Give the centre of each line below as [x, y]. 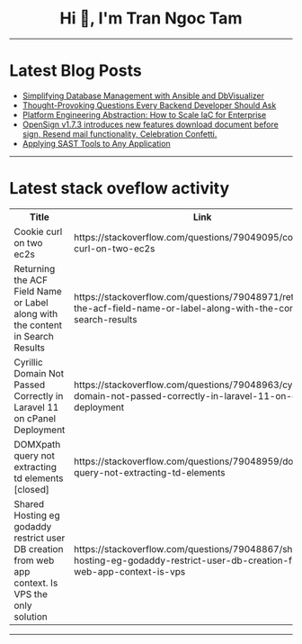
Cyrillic [28, 362]
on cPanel [35, 418]
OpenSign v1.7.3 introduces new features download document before [150, 124]
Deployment [40, 430]
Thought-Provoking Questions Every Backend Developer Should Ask [149, 105]
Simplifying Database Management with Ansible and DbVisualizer [143, 95]
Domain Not [39, 373]
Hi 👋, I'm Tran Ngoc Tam [151, 18]
